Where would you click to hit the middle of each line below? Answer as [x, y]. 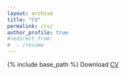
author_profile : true [38, 32]
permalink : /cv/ [30, 26]
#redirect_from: [30, 39]
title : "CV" [24, 20]
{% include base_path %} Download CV [63, 64]
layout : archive [30, 13]
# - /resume [26, 45]
